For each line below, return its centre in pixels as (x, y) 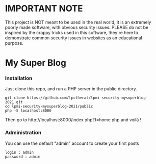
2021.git (14, 102)
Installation (19, 78)
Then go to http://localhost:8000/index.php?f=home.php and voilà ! (73, 120)
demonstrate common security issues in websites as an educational (74, 38)
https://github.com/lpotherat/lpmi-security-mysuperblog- (87, 98)
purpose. (14, 43)
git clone (15, 98)
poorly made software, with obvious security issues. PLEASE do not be (77, 27)
